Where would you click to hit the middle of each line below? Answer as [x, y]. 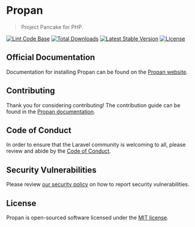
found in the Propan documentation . [51, 111]
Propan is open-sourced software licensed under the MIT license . [88, 217]
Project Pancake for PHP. [52, 27]
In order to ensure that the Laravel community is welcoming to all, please [96, 145]
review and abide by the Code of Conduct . [58, 151]
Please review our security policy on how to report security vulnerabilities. [98, 184]
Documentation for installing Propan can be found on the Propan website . [97, 72]
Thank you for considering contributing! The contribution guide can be [93, 105]
